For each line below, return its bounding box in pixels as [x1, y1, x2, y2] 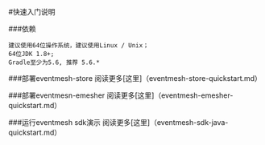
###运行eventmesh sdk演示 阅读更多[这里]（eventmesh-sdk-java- [8, 118, 229, 127]
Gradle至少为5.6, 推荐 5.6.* [8, 58, 101, 66]
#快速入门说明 [8, 7, 56, 16]
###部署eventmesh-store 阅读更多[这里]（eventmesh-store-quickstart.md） [8, 74, 262, 83]
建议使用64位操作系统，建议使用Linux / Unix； [8, 42, 149, 50]
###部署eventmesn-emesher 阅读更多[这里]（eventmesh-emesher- [8, 91, 234, 100]
